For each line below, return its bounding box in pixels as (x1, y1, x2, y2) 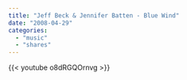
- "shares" (15, 41, 52, 49)
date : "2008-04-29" (8, 19, 73, 27)
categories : (8, 26, 48, 34)
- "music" (15, 33, 48, 42)
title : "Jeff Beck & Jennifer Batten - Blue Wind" (8, 11, 180, 20)
